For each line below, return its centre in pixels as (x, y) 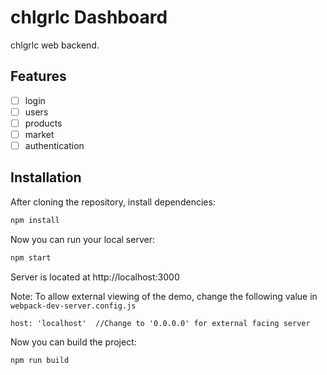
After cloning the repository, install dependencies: (113, 202)
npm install (35, 220)
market (39, 134)
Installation (46, 177)
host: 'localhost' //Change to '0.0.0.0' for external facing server (160, 323)
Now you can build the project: (73, 342)
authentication (54, 145)
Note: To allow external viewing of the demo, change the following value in (164, 296)
